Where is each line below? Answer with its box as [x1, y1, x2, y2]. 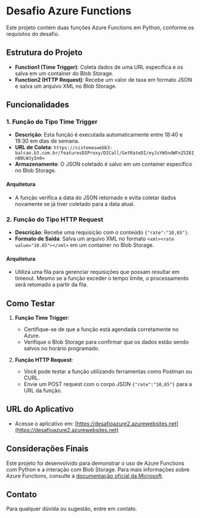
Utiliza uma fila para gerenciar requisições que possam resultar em [14, 269, 180, 276]
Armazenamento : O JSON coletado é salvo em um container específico [14, 161, 192, 168]
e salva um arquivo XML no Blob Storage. [14, 82, 117, 90]
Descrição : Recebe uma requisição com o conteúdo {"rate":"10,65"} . [14, 229, 189, 236]
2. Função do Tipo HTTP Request [6, 215, 103, 223]
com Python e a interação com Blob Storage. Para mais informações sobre [6, 465, 190, 473]
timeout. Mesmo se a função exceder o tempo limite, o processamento [14, 275, 189, 282]
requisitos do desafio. [6, 30, 60, 37]
